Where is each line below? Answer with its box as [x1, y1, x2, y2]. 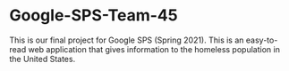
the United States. [9, 53, 76, 64]
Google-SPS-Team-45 [9, 5, 178, 26]
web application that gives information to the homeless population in [28, 43, 280, 54]
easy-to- [245, 35, 278, 45]
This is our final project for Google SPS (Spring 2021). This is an [9, 35, 244, 45]
